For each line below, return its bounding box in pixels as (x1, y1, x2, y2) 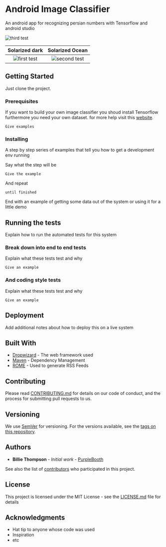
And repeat (5, 181, 28, 186)
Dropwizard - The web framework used (12, 352, 93, 358)
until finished (5, 190, 37, 195)
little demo (5, 204, 27, 210)
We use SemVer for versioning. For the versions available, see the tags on (5, 423, 156, 429)
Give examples (5, 124, 35, 129)
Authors (5, 443, 31, 452)
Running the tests (5, 218, 61, 227)
